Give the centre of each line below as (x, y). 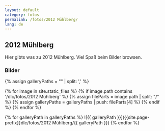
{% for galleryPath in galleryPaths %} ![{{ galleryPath (60, 117)
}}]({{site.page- (133, 117)
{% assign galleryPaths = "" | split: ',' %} (47, 82)
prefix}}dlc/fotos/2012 (28, 123)
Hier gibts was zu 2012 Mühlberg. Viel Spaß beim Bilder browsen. (73, 57)
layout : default (22, 10)
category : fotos (22, 15)
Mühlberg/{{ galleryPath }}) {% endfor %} (96, 123)
